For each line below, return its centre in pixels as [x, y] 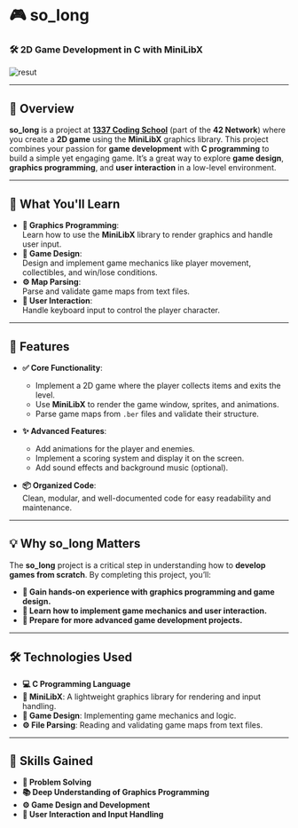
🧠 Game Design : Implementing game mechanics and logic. [129, 715]
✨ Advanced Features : [64, 430]
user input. [42, 244]
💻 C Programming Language [76, 683]
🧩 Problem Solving [56, 782]
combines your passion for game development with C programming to [139, 149]
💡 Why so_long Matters [75, 544]
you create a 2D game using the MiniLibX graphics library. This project [139, 139]
